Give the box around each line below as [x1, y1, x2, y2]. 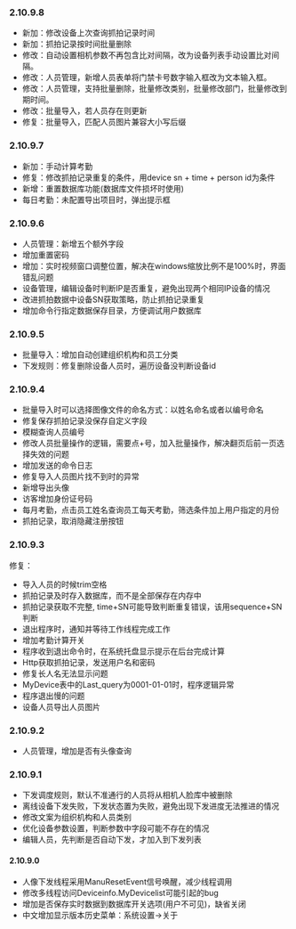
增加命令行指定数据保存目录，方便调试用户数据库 [21, 305, 202, 315]
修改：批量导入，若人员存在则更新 [21, 105, 148, 117]
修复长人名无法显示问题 [21, 668, 108, 679]
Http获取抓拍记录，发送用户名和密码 [21, 656, 156, 667]
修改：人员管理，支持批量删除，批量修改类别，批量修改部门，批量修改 [21, 83, 280, 94]
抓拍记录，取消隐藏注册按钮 [21, 516, 124, 526]
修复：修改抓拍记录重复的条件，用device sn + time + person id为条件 [21, 172, 276, 183]
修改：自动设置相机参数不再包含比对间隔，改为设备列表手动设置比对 [21, 50, 272, 61]
